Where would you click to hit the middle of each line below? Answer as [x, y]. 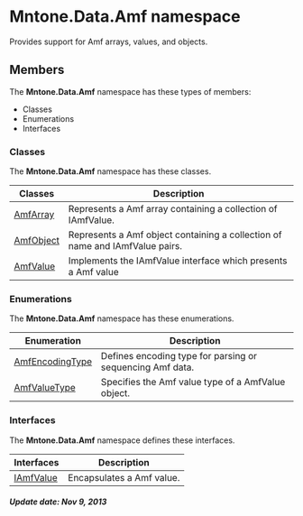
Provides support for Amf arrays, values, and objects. [109, 41]
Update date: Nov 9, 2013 [58, 502]
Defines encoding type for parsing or [179, 356]
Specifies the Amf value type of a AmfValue [193, 382]
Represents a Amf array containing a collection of [173, 209]
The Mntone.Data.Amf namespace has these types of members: [130, 91]
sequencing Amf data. [147, 367]
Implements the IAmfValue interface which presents [178, 261]
